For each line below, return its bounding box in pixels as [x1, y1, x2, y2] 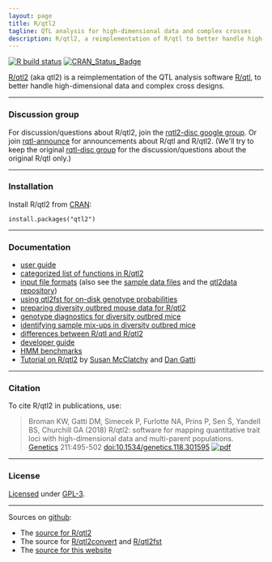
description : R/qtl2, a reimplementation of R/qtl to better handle [8, 34, 244, 43]
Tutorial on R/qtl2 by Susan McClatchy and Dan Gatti [19, 354, 196, 365]
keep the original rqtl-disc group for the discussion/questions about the [8, 144, 247, 154]
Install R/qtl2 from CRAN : [8, 199, 92, 209]
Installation [8, 181, 54, 192]
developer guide [19, 337, 75, 347]
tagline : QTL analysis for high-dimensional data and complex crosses [8, 27, 252, 35]
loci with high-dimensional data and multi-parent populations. [28, 434, 234, 444]
